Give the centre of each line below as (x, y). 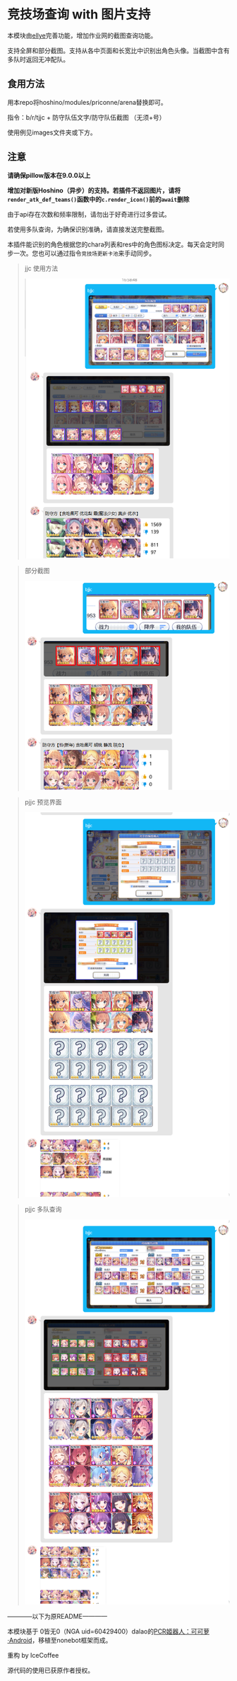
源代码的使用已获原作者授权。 (50, 1670)
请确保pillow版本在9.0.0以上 (49, 175)
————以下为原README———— (57, 1616)
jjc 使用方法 (41, 268)
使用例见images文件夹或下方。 (52, 132)
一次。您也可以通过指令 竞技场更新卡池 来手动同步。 (84, 253)
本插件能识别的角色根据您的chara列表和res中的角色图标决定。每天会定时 (113, 244)
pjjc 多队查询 (43, 1209)
